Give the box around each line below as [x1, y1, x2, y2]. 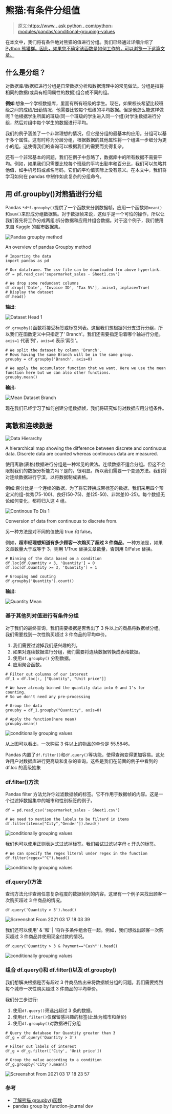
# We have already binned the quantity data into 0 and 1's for [5, 685, 145, 690]
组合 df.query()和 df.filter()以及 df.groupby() [5, 966, 117, 973]
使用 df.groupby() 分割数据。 [12, 655, 73, 661]
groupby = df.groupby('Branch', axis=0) [5, 356, 93, 362]
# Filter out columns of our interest [5, 671, 88, 677]
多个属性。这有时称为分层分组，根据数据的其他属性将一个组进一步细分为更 [9, 136, 167, 143]
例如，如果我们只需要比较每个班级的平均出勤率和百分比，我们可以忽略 [14, 160, 162, 167]
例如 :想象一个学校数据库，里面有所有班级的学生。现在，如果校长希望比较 [5, 100, 160, 106]
